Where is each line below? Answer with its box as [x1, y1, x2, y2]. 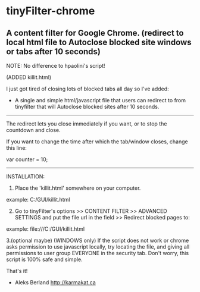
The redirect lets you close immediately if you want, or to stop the [6, 120, 167, 127]
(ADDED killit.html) [6, 74, 52, 81]
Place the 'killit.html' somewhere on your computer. [14, 184, 141, 191]
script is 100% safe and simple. [6, 256, 83, 263]
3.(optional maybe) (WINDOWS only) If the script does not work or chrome [6, 237, 189, 244]
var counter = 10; [6, 156, 48, 163]
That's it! [6, 268, 28, 274]
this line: [6, 145, 27, 151]
